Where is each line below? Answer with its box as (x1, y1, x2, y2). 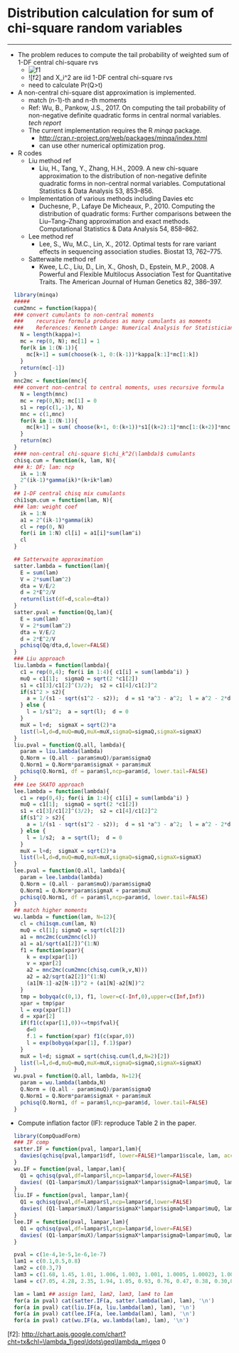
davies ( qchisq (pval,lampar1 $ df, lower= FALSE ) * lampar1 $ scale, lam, (20, 1152, 221, 1159)
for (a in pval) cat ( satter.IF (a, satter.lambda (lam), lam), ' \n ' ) (14, 1297, 215, 1305)
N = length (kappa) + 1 (20, 331, 81, 338)
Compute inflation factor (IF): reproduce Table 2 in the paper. (17, 1119, 197, 1127)
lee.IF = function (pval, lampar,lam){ (14, 1218, 129, 1225)
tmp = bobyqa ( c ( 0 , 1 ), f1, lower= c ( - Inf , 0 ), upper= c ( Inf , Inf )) (20, 992, 206, 1000)
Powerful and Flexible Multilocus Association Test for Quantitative (38, 269, 232, 279)
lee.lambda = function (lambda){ (14, 787, 110, 795)
